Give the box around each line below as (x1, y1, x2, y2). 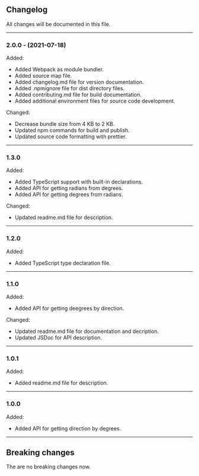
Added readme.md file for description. (14, 379, 108, 386)
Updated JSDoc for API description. (14, 334, 102, 341)
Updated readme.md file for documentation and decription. (14, 328, 159, 335)
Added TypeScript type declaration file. (14, 259, 111, 266)
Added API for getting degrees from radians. (14, 191, 123, 198)
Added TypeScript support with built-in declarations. (14, 178, 143, 186)
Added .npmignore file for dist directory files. (14, 85, 125, 92)
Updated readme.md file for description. (14, 214, 113, 221)
